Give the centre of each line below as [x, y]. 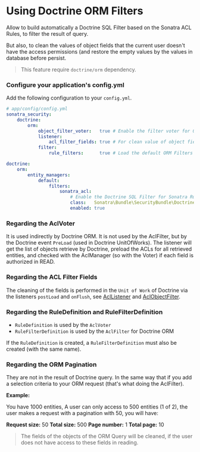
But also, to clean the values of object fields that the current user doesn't [96, 45]
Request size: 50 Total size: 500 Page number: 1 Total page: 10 [85, 425]
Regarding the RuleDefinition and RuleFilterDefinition [85, 312]
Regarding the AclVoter [41, 223]
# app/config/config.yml [37, 109]
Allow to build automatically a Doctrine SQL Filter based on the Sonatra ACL [99, 27]
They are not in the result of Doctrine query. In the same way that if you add [99, 378]
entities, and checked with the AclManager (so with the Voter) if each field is [100, 255]
